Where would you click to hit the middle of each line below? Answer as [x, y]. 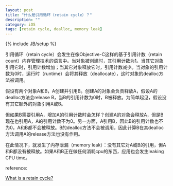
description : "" [23, 20]
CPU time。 [18, 158]
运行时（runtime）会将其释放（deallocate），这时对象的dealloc [92, 74]
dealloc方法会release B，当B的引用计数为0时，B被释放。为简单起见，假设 [84, 98]
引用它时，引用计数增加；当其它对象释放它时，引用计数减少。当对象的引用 [84, 67]
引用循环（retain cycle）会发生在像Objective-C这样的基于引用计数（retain [84, 54]
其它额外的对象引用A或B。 [38, 104]
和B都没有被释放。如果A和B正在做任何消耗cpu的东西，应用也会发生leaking [85, 152]
